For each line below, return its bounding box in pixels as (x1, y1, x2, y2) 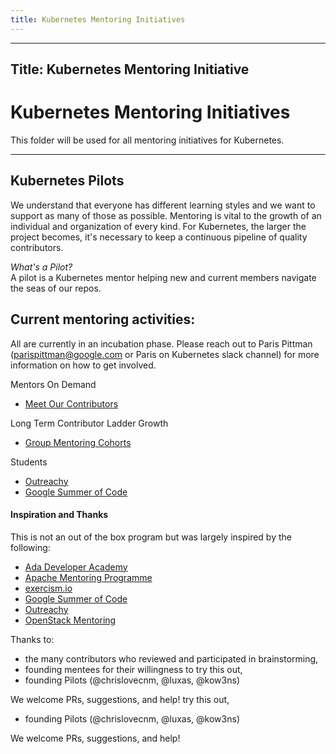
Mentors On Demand (10, 378, 97, 390)
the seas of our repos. (10, 282, 102, 294)
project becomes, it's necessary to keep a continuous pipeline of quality (10, 231, 308, 243)
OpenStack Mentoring (24, 614, 117, 626)
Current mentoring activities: (10, 311, 196, 328)
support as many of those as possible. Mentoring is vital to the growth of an (10, 209, 322, 221)
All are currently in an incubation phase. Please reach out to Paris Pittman (10, 337, 313, 350)
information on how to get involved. (10, 359, 157, 371)
